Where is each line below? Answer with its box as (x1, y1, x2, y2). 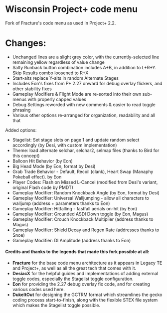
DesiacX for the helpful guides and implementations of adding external (12, 271, 159, 277)
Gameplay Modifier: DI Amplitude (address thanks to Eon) (12, 237, 131, 243)
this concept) (12, 153, 40, 158)
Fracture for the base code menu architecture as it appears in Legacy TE (12, 260, 163, 266)
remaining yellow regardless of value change (12, 59, 105, 65)
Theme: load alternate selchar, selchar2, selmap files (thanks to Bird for (12, 147, 160, 153)
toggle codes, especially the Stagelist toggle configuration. (12, 276, 134, 282)
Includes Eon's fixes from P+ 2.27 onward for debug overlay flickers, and (12, 80, 163, 86)
